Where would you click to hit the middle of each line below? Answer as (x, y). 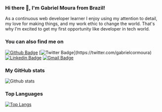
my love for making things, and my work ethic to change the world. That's (80, 24)
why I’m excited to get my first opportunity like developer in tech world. (78, 29)
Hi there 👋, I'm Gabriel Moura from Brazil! (55, 8)
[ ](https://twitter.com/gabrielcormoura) (95, 52)
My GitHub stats (25, 70)
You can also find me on (34, 42)
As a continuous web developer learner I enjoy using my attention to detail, (81, 19)
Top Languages (24, 94)
